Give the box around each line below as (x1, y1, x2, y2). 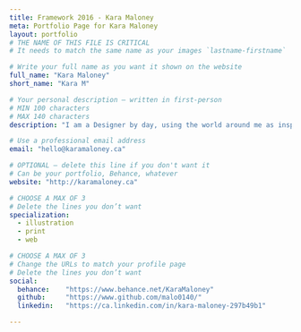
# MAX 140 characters (9, 112, 90, 121)
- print (17, 227, 47, 236)
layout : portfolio (9, 30, 78, 38)
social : (9, 277, 39, 285)
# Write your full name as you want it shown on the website (9, 63, 243, 72)
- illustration (17, 218, 74, 228)
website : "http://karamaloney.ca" (9, 177, 139, 186)
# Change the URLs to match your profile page (9, 260, 186, 268)
